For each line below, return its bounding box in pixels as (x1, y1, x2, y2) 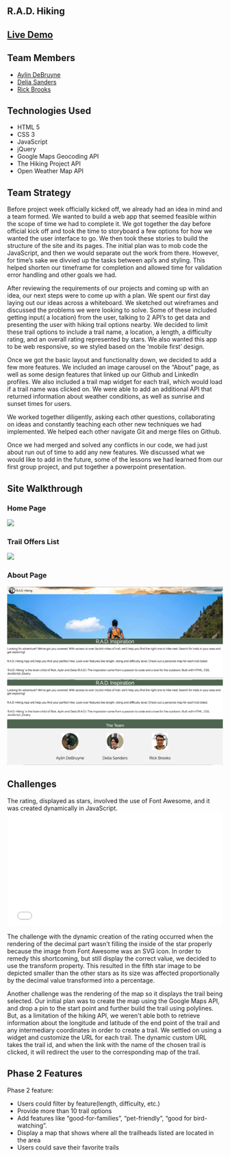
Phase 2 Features (7, 1068, 84, 1079)
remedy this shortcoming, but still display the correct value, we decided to (7, 954, 217, 963)
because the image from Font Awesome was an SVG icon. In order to (7, 947, 202, 955)
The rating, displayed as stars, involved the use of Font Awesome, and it (7, 796, 210, 805)
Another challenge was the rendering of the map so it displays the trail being (7, 989, 223, 998)
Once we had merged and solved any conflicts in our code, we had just (7, 441, 208, 449)
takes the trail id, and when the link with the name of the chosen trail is (7, 1040, 207, 1048)
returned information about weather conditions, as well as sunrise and (7, 392, 205, 401)
